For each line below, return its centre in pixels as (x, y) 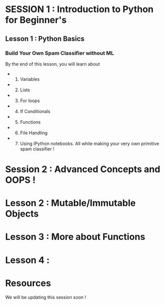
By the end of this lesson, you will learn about (52, 64)
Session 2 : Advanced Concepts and (83, 169)
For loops (30, 100)
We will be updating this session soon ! (46, 297)
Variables (30, 79)
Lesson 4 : (27, 260)
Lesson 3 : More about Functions (75, 237)
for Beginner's (36, 20)
